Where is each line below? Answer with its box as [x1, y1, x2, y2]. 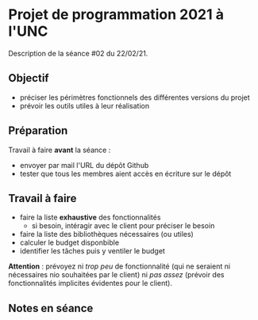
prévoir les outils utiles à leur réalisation [19, 101, 149, 110]
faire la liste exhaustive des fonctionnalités [19, 212, 161, 223]
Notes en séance [8, 301, 94, 314]
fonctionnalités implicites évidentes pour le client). [8, 279, 173, 288]
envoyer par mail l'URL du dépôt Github [19, 160, 149, 170]
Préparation [8, 124, 68, 138]
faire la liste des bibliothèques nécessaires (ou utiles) [19, 230, 194, 239]
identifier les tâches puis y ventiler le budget [19, 246, 165, 256]
